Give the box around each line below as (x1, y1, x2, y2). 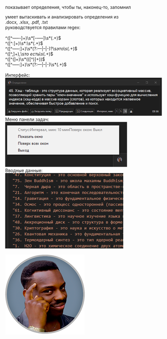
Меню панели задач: (5, 117, 49, 123)
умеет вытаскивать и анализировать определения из (5, 14, 119, 19)
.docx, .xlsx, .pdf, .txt (5, 19, 48, 25)
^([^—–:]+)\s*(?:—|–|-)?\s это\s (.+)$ (5, 46, 78, 51)
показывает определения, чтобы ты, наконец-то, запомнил (5, 4, 131, 10)
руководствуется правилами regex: (5, 24, 81, 30)
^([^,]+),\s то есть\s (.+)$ (5, 51, 54, 57)
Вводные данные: (5, 168, 43, 173)
